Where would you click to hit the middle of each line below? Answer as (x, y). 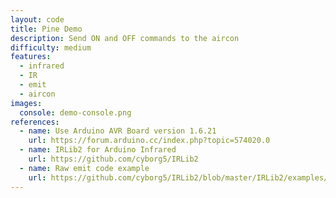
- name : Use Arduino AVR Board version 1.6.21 (118, 131)
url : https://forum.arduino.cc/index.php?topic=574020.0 (149, 141)
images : (26, 103)
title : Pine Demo (46, 29)
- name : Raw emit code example (84, 168)
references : (35, 122)
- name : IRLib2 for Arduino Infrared (98, 150)
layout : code (37, 19)
